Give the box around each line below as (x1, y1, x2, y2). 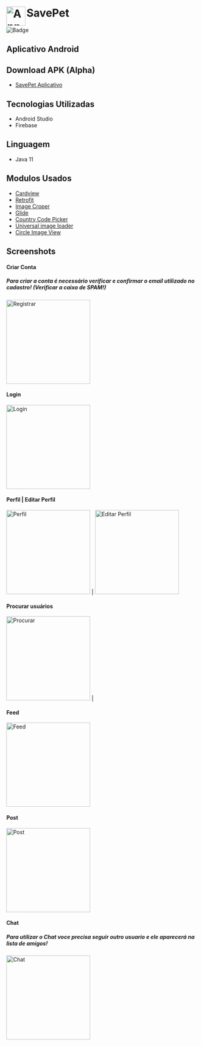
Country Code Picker (15, 215, 68, 223)
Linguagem (6, 139, 51, 150)
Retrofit (15, 196, 34, 203)
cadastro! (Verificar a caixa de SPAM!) (6, 284, 107, 291)
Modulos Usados (6, 173, 72, 184)
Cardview (15, 190, 40, 197)
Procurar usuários (6, 603, 54, 610)
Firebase (15, 121, 38, 128)
